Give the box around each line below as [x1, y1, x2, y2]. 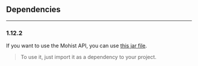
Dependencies [6, 5, 61, 15]
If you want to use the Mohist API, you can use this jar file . [6, 42, 147, 49]
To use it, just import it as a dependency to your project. [20, 54, 157, 61]
